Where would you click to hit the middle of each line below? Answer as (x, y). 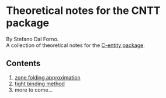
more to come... (34, 90)
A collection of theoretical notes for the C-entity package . (75, 45)
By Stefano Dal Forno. (32, 39)
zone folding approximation (47, 77)
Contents (23, 63)
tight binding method (40, 84)
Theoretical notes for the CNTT (83, 11)
